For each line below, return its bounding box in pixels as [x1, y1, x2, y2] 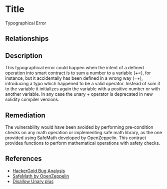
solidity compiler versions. [5, 96, 59, 103]
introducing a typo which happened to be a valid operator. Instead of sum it [5, 81, 160, 87]
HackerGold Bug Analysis [12, 168, 65, 174]
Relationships [5, 34, 49, 43]
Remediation [5, 111, 46, 119]
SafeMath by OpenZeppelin [12, 173, 69, 179]
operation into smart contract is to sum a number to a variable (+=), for [5, 70, 151, 76]
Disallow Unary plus [12, 178, 54, 184]
